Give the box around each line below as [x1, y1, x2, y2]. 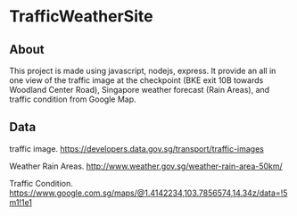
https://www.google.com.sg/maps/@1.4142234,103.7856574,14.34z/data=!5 [9, 187, 288, 198]
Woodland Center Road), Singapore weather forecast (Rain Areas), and [9, 85, 270, 95]
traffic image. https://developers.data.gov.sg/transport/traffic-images [9, 143, 265, 154]
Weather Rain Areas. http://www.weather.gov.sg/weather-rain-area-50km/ [9, 161, 283, 171]
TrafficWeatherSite [9, 6, 153, 27]
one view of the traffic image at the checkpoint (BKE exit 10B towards [9, 75, 264, 86]
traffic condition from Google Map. [9, 94, 136, 104]
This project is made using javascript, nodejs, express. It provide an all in [9, 65, 276, 76]
